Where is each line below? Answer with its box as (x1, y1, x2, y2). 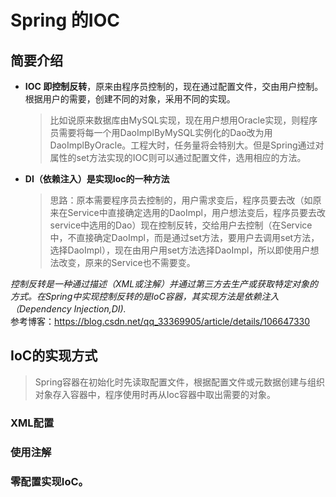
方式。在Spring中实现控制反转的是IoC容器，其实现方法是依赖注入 (10, 291, 280, 302)
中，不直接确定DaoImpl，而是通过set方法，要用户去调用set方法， (49, 232, 320, 243)
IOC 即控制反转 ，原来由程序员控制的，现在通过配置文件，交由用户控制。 (24, 81, 324, 92)
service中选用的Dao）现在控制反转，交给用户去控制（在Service (49, 219, 313, 231)
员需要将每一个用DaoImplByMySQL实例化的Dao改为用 (49, 127, 273, 138)
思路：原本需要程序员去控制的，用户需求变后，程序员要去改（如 (49, 194, 313, 206)
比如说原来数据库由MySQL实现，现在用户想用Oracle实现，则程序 (49, 114, 318, 126)
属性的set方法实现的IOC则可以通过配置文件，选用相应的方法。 (49, 152, 307, 163)
